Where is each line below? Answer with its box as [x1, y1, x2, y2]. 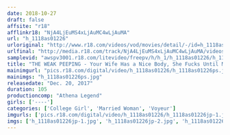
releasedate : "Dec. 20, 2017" [7, 80, 94, 87]
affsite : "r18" [7, 22, 51, 29]
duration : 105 [7, 86, 48, 93]
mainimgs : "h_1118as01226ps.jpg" [7, 73, 103, 80]
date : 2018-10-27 [7, 10, 57, 17]
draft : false [7, 16, 44, 23]
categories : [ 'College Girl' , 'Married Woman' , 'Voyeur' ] [7, 105, 176, 112]
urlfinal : [7, 48, 36, 55]
